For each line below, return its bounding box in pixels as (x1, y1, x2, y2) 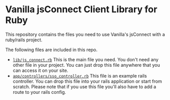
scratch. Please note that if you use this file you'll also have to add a (12, 83, 156, 90)
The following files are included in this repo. (5, 46, 98, 53)
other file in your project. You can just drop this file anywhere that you (12, 62, 160, 68)
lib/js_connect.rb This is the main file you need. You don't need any (12, 56, 159, 62)
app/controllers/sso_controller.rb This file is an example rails (12, 72, 147, 79)
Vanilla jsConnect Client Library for (5, 4, 158, 15)
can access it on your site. (12, 67, 69, 73)
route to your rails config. (12, 89, 67, 95)
